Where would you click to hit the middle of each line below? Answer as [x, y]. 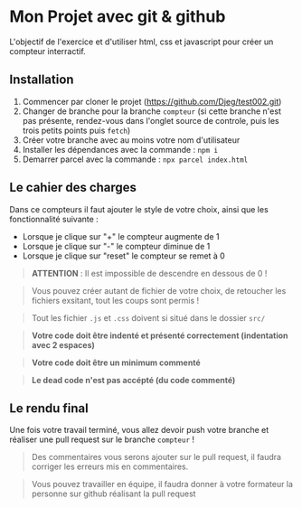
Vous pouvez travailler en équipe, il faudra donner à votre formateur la [162, 484]
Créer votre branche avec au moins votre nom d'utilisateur [131, 140]
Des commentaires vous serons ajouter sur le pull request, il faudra [156, 457]
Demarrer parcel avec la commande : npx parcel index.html [135, 159]
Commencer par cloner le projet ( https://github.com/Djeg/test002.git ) [152, 101]
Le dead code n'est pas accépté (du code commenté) [133, 380]
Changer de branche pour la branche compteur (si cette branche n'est [152, 111]
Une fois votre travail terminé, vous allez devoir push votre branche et [139, 430]
